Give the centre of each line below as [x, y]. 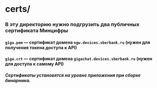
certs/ [18, 9]
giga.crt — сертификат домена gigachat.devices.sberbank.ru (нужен [79, 59]
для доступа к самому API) [34, 64]
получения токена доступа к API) [41, 47]
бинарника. [18, 80]
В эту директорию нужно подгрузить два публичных [72, 25]
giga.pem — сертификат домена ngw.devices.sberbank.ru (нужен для [78, 42]
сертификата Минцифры [37, 30]
